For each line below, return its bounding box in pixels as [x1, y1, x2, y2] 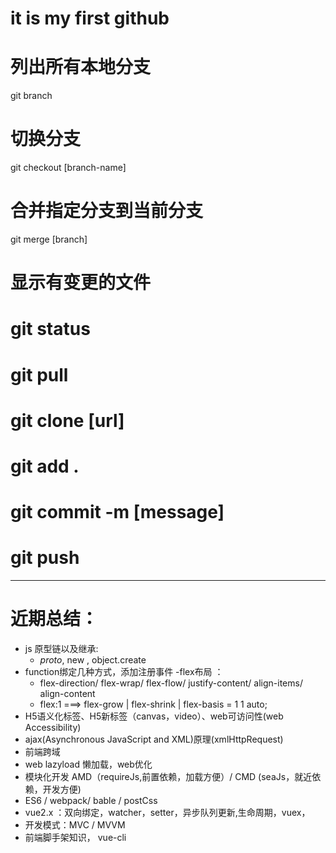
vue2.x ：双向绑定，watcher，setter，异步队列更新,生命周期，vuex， [24, 807, 311, 818]
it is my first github [10, 7, 170, 30]
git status [10, 318, 91, 341]
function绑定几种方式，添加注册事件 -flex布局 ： [24, 666, 224, 677]
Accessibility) [24, 722, 82, 733]
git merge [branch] [10, 233, 88, 245]
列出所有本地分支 [10, 56, 152, 79]
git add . [10, 455, 80, 477]
